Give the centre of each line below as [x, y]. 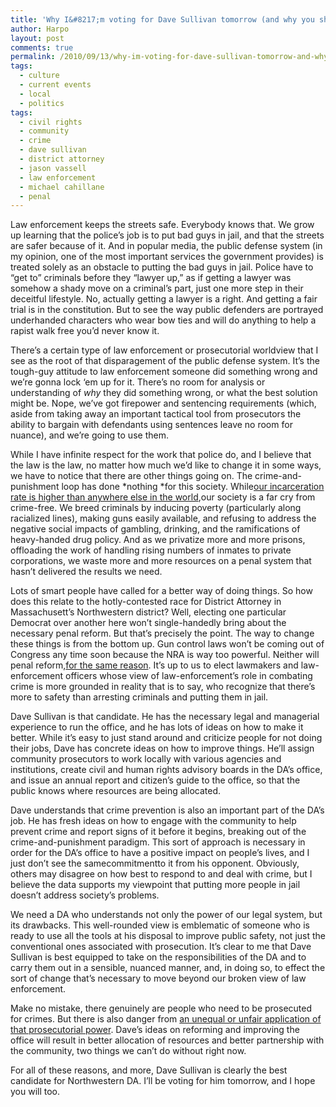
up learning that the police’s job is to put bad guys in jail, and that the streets [167, 235]
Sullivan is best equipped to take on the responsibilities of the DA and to [158, 957]
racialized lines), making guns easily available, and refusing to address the [163, 518]
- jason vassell [53, 168]
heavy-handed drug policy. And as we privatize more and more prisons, [158, 540]
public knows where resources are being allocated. [116, 791]
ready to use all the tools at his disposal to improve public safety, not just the [168, 936]
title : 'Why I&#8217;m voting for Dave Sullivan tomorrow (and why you [162, 19]
